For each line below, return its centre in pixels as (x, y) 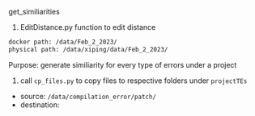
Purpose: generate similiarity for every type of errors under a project (123, 64)
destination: (40, 105)
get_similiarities (34, 12)
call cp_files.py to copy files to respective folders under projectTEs (134, 81)
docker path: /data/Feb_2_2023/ (63, 42)
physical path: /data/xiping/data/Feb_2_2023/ (88, 49)
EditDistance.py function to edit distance (88, 27)
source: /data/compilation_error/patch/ (88, 96)
